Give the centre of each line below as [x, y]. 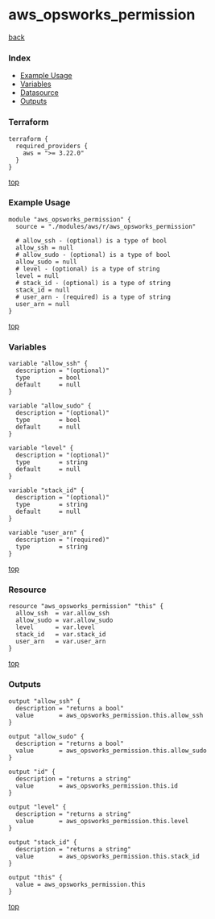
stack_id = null [43, 290]
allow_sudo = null [47, 262]
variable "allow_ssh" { [48, 364]
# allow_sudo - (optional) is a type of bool [93, 255]
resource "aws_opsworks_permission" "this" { [86, 606]
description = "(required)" [63, 540]
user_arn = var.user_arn [61, 642]
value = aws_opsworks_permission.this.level [102, 821]
